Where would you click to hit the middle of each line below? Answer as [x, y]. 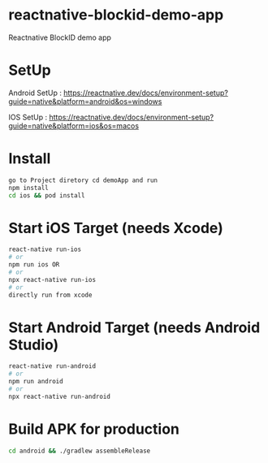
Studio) [34, 345]
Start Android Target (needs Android [134, 327]
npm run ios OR [34, 265]
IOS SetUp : [28, 117]
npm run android [36, 382]
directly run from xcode [50, 295]
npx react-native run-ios [52, 279]
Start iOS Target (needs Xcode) [116, 228]
